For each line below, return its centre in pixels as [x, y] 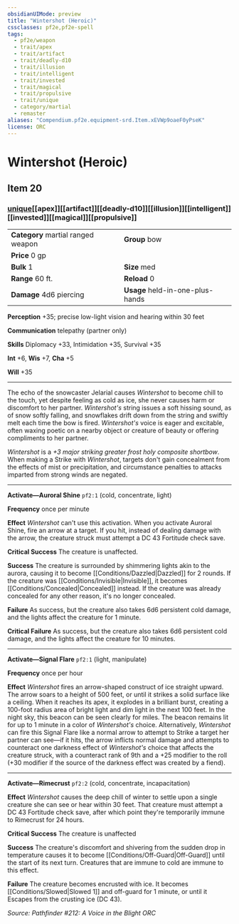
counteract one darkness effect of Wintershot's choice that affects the [111, 748]
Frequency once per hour [45, 673]
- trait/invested [39, 80]
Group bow [143, 240]
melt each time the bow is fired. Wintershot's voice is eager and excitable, [116, 423]
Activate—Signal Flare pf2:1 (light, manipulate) [77, 659]
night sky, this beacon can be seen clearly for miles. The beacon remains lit [118, 717]
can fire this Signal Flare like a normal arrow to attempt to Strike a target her [118, 733]
